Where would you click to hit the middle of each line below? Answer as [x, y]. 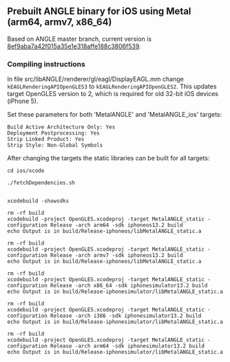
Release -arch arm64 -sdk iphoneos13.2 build [117, 225]
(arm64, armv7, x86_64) [60, 22]
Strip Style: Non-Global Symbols [55, 145]
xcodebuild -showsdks [38, 201]
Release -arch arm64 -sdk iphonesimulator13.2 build [128, 346]
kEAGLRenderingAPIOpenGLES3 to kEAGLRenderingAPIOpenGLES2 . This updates [112, 86]
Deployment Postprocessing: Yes [53, 133]
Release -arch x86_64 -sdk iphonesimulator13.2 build [129, 286]
